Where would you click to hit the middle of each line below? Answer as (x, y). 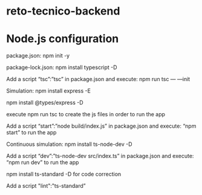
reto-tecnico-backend (63, 11)
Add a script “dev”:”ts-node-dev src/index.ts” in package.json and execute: (100, 156)
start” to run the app (31, 133)
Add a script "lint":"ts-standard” (46, 186)
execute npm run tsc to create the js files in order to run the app (86, 114)
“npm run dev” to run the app (43, 162)
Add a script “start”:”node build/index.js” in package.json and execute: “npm (101, 126)
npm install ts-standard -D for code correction (64, 174)
